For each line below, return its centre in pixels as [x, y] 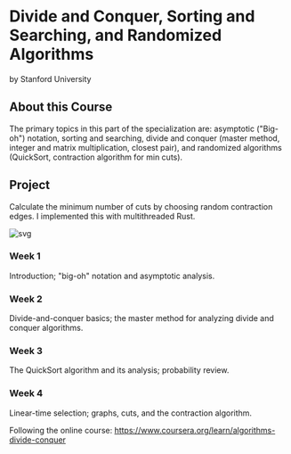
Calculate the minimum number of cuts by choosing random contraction [141, 206]
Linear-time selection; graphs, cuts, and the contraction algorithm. [130, 413]
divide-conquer [38, 440]
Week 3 [26, 351]
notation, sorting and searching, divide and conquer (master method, [154, 138]
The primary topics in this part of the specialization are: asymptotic [132, 128]
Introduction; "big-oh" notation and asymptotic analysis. [112, 276]
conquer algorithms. [46, 328]
